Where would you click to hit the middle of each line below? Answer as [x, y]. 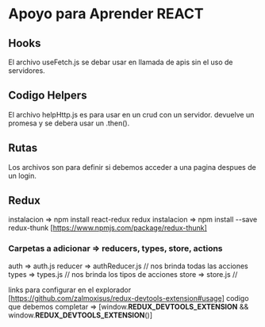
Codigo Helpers [48, 96]
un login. [23, 175]
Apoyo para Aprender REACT [106, 14]
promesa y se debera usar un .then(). [69, 123]
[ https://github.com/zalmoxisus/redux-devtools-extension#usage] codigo [129, 298]
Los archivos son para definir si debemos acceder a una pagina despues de [132, 167]
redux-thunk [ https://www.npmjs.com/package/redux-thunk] [108, 228]
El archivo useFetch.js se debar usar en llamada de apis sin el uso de [121, 62]
